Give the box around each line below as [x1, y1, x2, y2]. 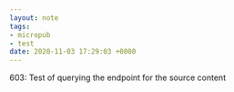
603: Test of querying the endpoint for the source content [9, 72, 226, 83]
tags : [9, 22, 30, 31]
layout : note [9, 13, 59, 23]
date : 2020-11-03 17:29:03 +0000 [9, 47, 137, 56]
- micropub [9, 30, 51, 39]
